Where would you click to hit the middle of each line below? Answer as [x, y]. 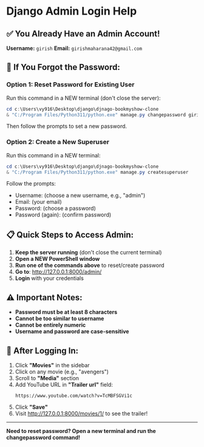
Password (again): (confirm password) [63, 215]
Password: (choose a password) [55, 209]
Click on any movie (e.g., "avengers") [62, 372]
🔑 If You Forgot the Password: [63, 67]
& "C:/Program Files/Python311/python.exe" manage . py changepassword [96, 115]
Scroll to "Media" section [47, 378]
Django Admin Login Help [72, 11]
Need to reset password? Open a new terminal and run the [81, 431]
